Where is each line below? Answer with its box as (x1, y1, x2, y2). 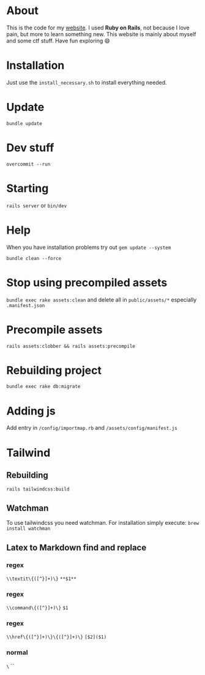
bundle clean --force (6, 255, 62, 261)
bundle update (6, 120, 43, 126)
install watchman (6, 525, 51, 532)
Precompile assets (6, 322, 103, 337)
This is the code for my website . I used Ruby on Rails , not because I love (6, 24, 190, 31)
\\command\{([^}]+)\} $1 (6, 605, 69, 611)
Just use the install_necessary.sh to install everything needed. (6, 78, 167, 86)
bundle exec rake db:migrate (6, 384, 81, 390)
